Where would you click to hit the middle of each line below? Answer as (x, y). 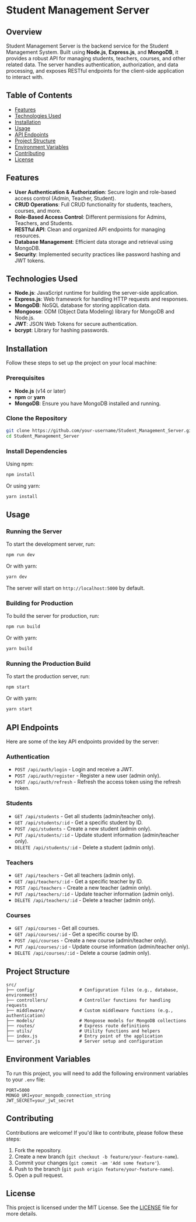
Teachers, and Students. (44, 223)
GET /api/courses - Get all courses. (57, 928)
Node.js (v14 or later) (40, 391)
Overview (24, 32)
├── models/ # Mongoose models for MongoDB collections (96, 1020)
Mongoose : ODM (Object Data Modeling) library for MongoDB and (94, 312)
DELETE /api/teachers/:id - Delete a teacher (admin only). (85, 900)
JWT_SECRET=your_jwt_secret (40, 1100)
